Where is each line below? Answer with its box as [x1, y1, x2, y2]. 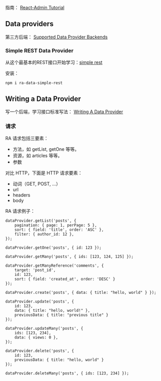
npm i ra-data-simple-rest [5, 81, 63, 86]
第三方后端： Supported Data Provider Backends [5, 34, 108, 40]
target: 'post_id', [14, 268, 56, 273]
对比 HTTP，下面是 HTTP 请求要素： [5, 170, 83, 176]
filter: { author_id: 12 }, [14, 232, 74, 237]
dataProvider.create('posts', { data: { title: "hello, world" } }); [5, 290, 157, 295]
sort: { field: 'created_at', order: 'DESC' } [14, 276, 116, 282]
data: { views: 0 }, [14, 335, 58, 340]
